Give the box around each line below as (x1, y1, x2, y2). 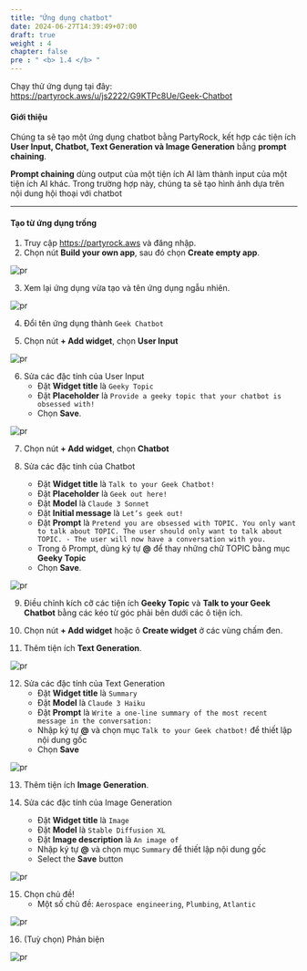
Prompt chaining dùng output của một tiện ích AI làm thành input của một (10, 169, 288, 180)
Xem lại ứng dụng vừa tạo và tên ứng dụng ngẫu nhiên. (23, 283, 230, 294)
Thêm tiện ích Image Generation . (23, 780, 149, 790)
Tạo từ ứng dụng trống (10, 217, 97, 228)
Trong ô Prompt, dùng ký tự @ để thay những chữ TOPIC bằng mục (36, 543, 291, 554)
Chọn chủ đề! (23, 889, 76, 900)
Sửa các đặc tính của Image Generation (23, 797, 172, 808)
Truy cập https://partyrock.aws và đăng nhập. (23, 238, 197, 249)
